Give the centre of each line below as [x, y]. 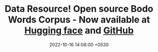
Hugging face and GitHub [79, 31]
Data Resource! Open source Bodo [79, 9]
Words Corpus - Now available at [79, 20]
